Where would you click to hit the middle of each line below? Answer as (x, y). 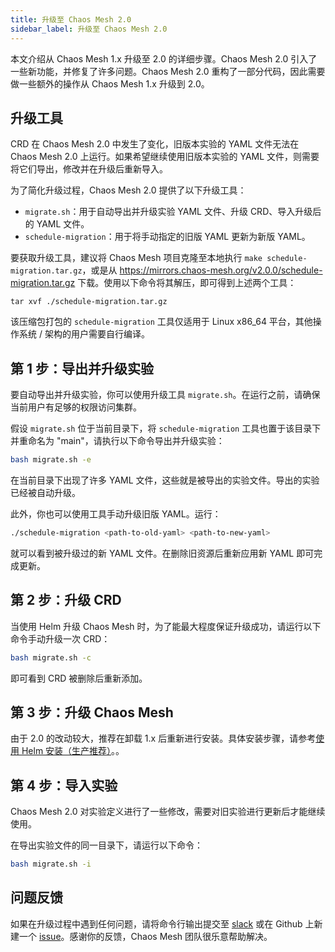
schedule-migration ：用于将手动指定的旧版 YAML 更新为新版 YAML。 (167, 237)
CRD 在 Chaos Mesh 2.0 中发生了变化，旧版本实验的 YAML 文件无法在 (155, 144)
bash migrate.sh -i (51, 864)
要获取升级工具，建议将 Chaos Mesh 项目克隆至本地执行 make (136, 258)
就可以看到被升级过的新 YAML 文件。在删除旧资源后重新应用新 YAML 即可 (162, 553)
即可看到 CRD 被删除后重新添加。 (79, 678)
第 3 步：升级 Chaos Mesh (92, 712)
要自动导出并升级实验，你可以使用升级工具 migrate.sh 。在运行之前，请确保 (165, 395)
